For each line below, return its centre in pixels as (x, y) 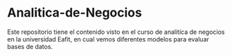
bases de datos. (30, 46)
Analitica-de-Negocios (74, 13)
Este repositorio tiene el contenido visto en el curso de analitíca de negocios (116, 32)
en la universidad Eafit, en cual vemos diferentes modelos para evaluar (108, 39)
